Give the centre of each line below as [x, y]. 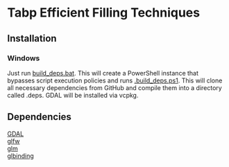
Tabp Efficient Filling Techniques [103, 13]
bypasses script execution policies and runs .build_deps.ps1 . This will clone [115, 80]
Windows [24, 58]
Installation [32, 38]
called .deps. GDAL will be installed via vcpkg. [73, 95]
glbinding [21, 156]
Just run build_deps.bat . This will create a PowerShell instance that [103, 73]
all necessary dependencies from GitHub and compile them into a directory [114, 87]
